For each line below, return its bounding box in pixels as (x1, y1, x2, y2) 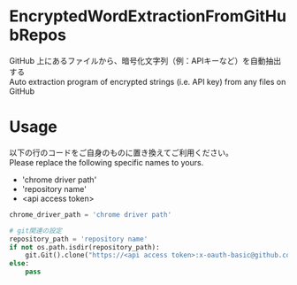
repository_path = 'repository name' (9, 235, 148, 243)
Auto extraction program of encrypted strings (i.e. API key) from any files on (9, 76, 286, 87)
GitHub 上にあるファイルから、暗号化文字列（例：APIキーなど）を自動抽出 (9, 55, 281, 65)
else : (9, 259, 29, 268)
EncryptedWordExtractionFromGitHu (9, 6, 287, 27)
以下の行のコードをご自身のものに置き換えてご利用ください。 (9, 147, 234, 158)
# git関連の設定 (9, 226, 63, 235)
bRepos (9, 25, 66, 45)
